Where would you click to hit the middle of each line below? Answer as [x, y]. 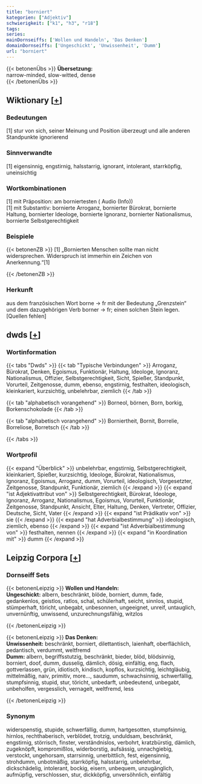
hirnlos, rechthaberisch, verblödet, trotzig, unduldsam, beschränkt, [90, 736]
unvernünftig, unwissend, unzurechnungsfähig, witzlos [75, 614]
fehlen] [37, 316]
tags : [13, 29]
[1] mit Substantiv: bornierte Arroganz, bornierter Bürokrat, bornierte [91, 208]
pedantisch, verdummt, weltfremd [48, 650]
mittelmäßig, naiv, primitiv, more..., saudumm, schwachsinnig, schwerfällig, [100, 676]
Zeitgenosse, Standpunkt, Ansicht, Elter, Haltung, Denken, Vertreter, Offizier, [101, 507]
